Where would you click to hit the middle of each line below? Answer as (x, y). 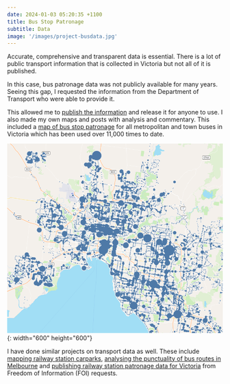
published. (22, 71)
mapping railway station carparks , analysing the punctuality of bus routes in (114, 358)
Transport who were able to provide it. (61, 99)
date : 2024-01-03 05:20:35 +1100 (55, 14)
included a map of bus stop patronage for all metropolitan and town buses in (115, 127)
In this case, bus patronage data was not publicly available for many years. (112, 84)
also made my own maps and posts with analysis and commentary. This (108, 119)
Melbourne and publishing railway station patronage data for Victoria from (112, 365)
